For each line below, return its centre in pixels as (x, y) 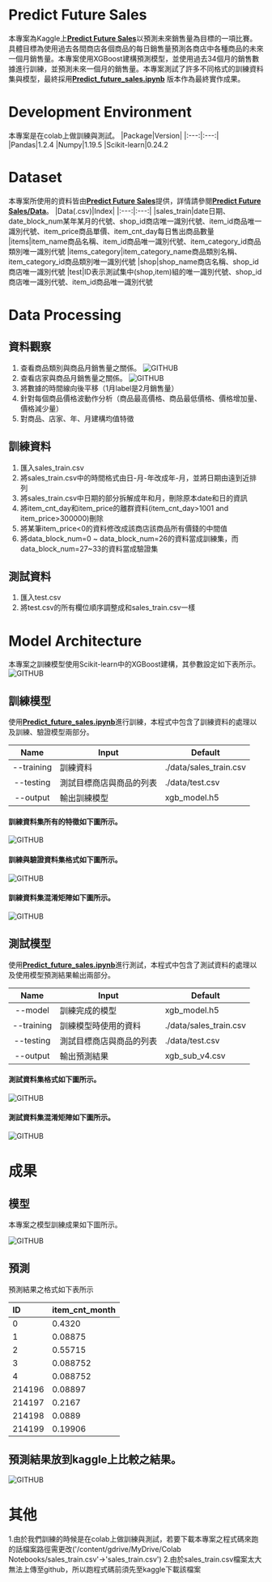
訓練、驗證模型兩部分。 (54, 732)
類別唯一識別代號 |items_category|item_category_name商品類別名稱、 (125, 251)
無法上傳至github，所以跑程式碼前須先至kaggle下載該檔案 (104, 1569)
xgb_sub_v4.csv (195, 1055)
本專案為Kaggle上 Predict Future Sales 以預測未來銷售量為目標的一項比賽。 (133, 38)
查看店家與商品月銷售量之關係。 (73, 377)
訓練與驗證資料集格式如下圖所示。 (65, 859)
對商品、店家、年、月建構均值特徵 (77, 418)
